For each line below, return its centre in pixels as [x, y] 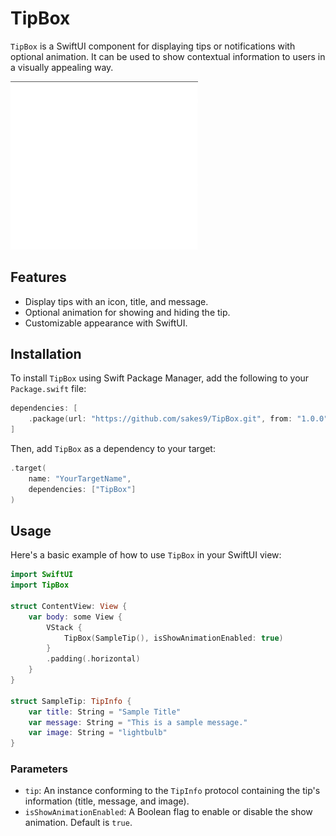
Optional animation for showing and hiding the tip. [127, 312]
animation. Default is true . [78, 823]
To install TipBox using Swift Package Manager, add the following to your [160, 378]
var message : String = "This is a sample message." [138, 722]
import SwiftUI [42, 575]
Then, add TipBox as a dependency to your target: [113, 448]
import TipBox [40, 585]
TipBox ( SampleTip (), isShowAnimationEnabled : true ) [173, 638]
